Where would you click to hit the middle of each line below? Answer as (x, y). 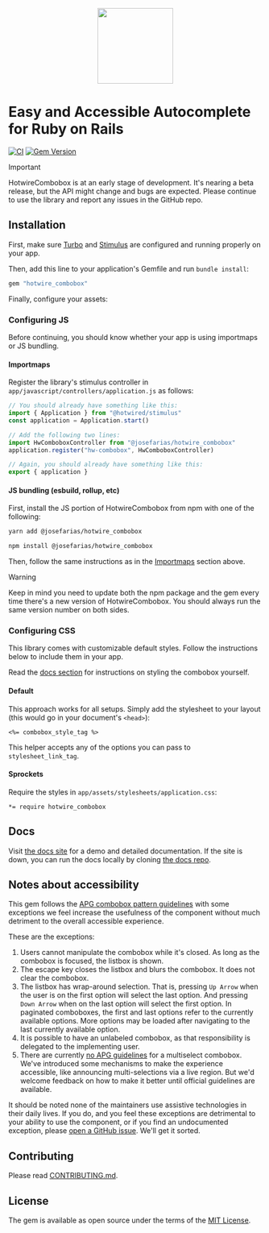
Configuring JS (39, 320)
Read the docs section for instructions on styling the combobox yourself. (129, 672)
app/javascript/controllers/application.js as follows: (101, 391)
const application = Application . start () (79, 420)
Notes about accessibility (74, 884)
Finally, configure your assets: (58, 299)
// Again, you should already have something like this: (106, 465)
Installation (37, 225)
